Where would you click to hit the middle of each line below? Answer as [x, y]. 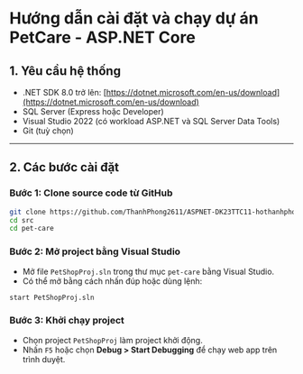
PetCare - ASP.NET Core [102, 37]
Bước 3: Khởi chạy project [67, 321]
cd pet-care [32, 229]
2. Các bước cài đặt [64, 167]
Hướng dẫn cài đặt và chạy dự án [134, 18]
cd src [22, 220]
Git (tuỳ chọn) [48, 131]
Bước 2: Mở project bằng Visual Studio [95, 251]
